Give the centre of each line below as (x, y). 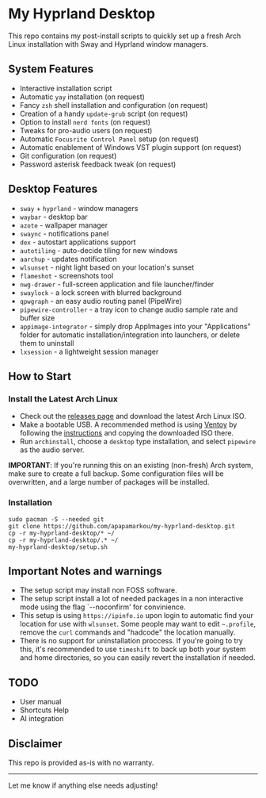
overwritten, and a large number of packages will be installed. (109, 482)
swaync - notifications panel (64, 233)
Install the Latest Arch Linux (63, 399)
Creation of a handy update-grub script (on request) (104, 113)
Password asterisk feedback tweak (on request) (98, 164)
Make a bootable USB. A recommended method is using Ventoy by (128, 424)
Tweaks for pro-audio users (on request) (86, 130)
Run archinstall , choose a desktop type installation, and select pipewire (138, 442)
